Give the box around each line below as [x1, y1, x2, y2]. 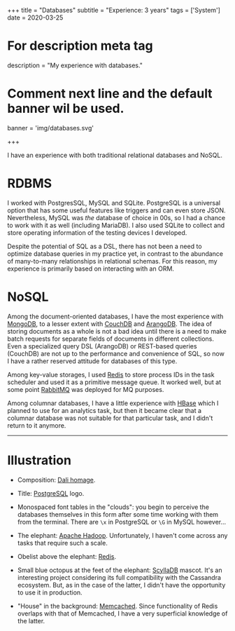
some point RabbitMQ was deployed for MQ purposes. [7, 385, 164, 393]
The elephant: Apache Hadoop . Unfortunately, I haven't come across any [17, 531, 228, 539]
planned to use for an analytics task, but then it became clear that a [7, 406, 201, 414]
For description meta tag [7, 38, 154, 54]
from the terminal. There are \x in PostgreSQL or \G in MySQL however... [17, 517, 227, 526]
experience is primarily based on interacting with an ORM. [7, 264, 175, 273]
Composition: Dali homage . [17, 475, 96, 484]
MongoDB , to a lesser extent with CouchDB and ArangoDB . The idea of [7, 319, 213, 328]
